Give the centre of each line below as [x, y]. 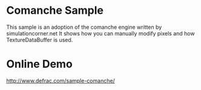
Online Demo [39, 64]
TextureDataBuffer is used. [40, 40]
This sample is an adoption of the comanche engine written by [84, 27]
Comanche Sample [55, 10]
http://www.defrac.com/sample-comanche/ [61, 80]
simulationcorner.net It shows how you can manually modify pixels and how [100, 33]
